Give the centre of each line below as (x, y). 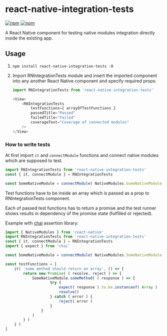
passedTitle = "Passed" (53, 113)
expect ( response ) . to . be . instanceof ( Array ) (108, 287)
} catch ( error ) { (71, 297)
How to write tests (28, 144)
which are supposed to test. (34, 160)
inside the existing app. (29, 38)
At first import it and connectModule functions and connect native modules (82, 155)
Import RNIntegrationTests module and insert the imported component (85, 75)
